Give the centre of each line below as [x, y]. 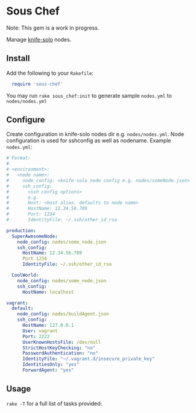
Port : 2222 [36, 336]
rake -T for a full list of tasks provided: [54, 403]
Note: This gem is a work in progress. [53, 28]
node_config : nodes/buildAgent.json [63, 314]
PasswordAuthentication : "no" [60, 353]
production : [21, 230]
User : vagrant [40, 331]
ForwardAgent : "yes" [48, 370]
